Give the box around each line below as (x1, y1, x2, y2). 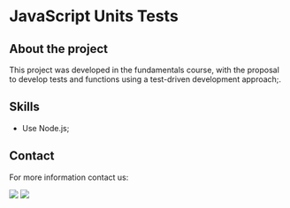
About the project (9, 41, 109, 56)
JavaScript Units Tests (9, 6, 179, 26)
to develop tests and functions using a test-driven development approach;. (9, 74, 281, 85)
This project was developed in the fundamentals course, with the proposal (9, 64, 280, 75)
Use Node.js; (21, 123, 70, 133)
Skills (9, 100, 40, 115)
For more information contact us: (9, 172, 129, 182)
